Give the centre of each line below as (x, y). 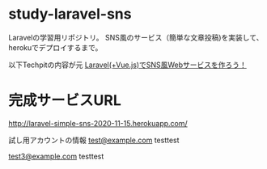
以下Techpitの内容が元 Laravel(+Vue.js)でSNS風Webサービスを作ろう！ (127, 65)
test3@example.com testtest (56, 156)
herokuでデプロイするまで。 (55, 47)
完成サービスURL (65, 101)
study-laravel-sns (70, 14)
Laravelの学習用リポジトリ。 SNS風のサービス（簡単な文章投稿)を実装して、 (136, 37)
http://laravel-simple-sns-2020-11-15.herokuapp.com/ (98, 123)
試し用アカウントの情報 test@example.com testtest (94, 140)
